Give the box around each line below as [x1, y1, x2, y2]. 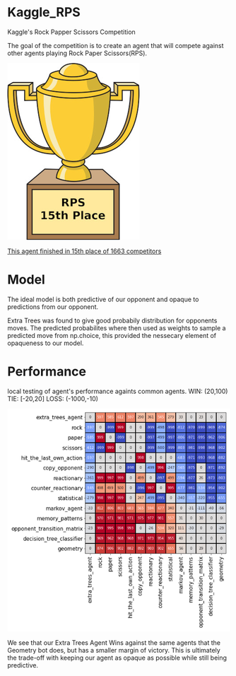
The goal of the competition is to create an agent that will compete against [7, 41, 224, 49]
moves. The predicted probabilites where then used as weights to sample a [7, 323, 226, 332]
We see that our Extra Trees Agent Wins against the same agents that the [7, 638, 221, 647]
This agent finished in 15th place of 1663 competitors [7, 247, 162, 255]
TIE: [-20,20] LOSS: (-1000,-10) [7, 394, 99, 403]
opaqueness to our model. [7, 339, 84, 347]
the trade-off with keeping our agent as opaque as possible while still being [7, 653, 228, 662]
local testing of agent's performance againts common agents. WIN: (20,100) [7, 387, 228, 395]
